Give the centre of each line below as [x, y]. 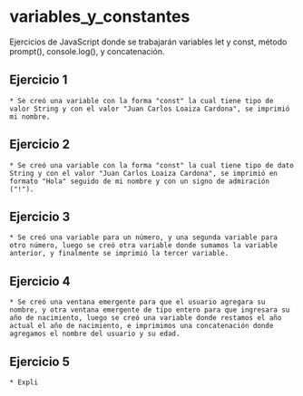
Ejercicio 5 [40, 361]
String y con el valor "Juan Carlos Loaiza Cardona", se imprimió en [144, 173]
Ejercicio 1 [39, 80]
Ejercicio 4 [40, 281]
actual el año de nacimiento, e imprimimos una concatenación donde [142, 326]
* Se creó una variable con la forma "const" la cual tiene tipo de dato [152, 165]
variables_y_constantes [100, 17]
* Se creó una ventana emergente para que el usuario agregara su [137, 302]
